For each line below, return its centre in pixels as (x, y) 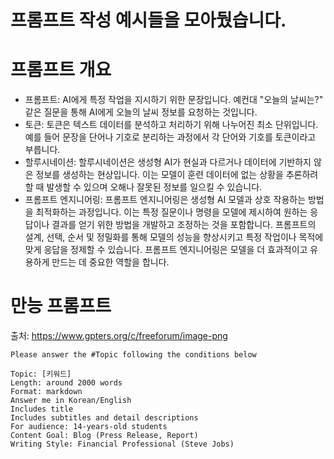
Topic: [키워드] (41, 374)
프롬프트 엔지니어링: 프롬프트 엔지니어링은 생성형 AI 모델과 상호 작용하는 (165, 200)
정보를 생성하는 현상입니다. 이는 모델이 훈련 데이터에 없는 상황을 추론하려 (177, 175)
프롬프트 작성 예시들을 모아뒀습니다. (148, 20)
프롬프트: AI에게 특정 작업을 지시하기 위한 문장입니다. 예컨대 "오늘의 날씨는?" (174, 100)
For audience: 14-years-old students (89, 427)
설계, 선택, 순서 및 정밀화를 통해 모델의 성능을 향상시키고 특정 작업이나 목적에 (174, 237)
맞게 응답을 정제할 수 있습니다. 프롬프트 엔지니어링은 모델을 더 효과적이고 (166, 250)
